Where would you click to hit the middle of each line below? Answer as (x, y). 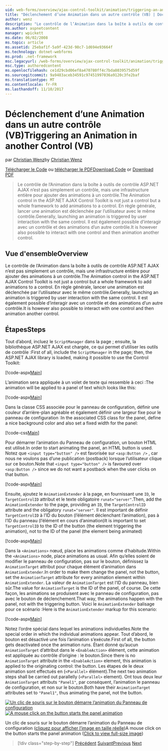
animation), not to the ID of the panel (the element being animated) (74, 531)
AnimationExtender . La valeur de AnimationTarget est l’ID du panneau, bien (82, 583)
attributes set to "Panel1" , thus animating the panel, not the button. (74, 693)
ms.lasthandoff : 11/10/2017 (34, 89)
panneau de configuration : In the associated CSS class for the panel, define (83, 418)
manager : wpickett (24, 33)
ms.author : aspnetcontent (32, 29)
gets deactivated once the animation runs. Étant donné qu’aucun (72, 645)
